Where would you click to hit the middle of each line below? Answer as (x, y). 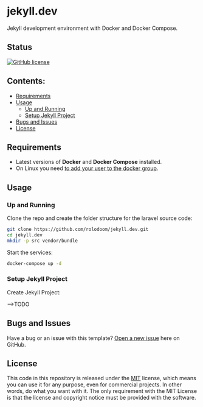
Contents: (26, 81)
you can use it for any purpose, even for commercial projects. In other (94, 384)
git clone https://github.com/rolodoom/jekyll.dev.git (78, 230)
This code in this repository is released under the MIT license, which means (101, 378)
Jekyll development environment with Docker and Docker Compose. (92, 28)
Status (20, 47)
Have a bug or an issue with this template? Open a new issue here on (93, 338)
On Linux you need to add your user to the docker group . (87, 168)
